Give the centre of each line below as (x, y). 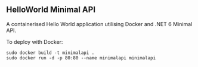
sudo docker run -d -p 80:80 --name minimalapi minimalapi (81, 58)
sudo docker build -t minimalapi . (50, 53)
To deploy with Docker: (35, 42)
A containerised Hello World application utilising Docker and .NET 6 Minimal (99, 24)
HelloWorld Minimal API (51, 10)
